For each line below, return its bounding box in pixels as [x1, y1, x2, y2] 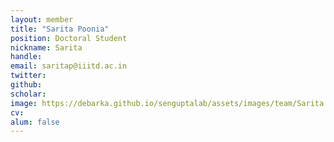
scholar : [10, 89, 47, 99]
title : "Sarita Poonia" [10, 24, 110, 34]
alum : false [10, 117, 60, 127]
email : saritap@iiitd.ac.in [10, 61, 128, 71]
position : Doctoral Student [10, 33, 128, 43]
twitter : [10, 71, 47, 81]
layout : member [10, 14, 74, 25]
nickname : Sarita [10, 42, 83, 53]
